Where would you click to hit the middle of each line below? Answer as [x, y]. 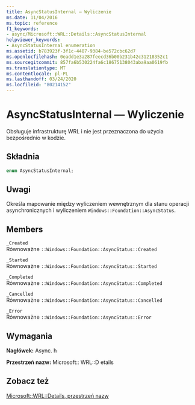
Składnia [23, 157]
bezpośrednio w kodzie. [36, 138]
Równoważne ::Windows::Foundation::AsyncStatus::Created [82, 249]
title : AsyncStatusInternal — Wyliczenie [59, 12]
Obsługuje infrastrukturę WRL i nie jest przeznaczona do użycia [85, 131]
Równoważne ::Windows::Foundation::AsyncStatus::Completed [84, 283]
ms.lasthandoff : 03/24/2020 [42, 79]
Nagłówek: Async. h [32, 351]
